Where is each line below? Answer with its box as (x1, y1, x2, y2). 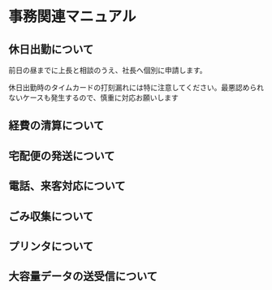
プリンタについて (8, 239, 94, 253)
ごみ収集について (8, 209, 94, 223)
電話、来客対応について (8, 180, 126, 193)
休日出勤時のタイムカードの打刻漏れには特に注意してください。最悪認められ (8, 83, 264, 92)
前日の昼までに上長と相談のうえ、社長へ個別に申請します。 (8, 66, 207, 75)
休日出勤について (8, 42, 94, 56)
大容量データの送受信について (8, 270, 158, 284)
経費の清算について (8, 119, 105, 132)
